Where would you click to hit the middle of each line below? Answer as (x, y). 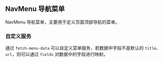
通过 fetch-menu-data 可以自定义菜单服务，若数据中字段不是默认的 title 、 (83, 48)
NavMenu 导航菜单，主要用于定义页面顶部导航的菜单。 (63, 22)
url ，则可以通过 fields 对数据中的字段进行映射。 (57, 54)
